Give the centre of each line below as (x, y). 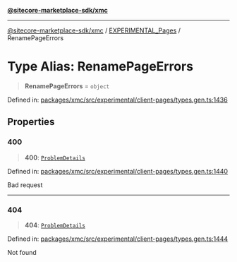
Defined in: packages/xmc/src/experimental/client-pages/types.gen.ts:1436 (117, 100)
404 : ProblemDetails (55, 225)
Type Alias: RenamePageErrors (101, 67)
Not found (22, 252)
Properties (31, 122)
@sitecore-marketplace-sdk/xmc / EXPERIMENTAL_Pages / (94, 30)
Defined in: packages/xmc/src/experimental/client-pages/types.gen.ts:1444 (118, 239)
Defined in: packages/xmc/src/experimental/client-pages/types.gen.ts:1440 (117, 171)
